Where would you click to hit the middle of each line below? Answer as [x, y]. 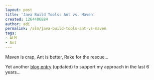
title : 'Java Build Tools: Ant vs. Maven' [50, 15]
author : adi [18, 24]
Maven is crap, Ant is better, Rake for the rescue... [57, 57]
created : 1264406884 [27, 19]
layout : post [19, 10]
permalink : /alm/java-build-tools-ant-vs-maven [56, 29]
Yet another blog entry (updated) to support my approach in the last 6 [77, 66]
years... [13, 72]
